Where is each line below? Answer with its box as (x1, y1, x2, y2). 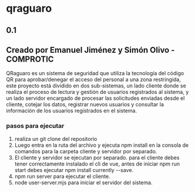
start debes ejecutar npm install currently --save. (14, 166, 134, 173)
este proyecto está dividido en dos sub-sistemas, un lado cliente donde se (6, 82, 186, 89)
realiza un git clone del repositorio (14, 135, 97, 142)
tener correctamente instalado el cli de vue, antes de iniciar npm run (14, 160, 180, 167)
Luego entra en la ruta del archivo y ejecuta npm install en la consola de (14, 142, 189, 149)
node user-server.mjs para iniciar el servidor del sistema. (14, 178, 153, 186)
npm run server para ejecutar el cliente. (14, 173, 110, 180)
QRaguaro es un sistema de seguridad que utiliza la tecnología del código (6, 70, 184, 77)
